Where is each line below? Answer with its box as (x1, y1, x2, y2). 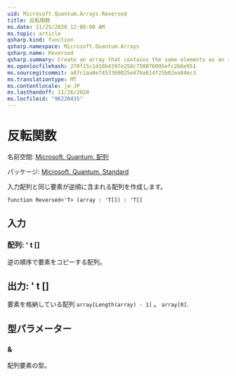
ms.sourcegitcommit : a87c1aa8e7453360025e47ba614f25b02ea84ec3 (7, 69, 197, 76)
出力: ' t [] (7, 280, 49, 292)
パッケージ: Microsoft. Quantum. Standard (7, 167, 129, 176)
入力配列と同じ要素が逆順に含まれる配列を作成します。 (7, 182, 167, 191)
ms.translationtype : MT (7, 75, 77, 83)
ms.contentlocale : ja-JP (7, 82, 80, 89)
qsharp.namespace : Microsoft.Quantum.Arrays (7, 43, 140, 50)
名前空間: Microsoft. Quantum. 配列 (7, 152, 109, 161)
